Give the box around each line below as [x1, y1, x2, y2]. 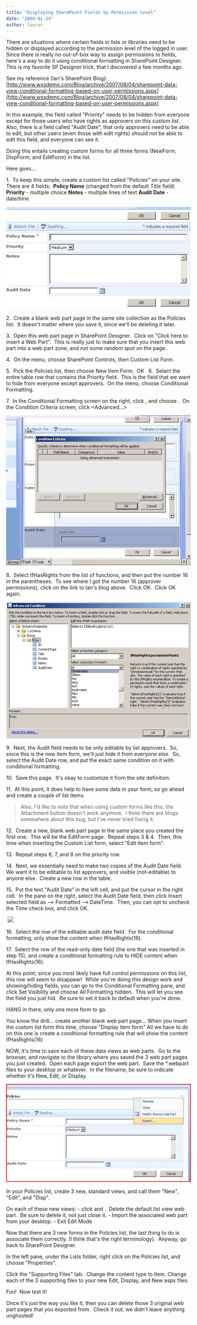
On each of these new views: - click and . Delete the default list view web [6, 1205, 185, 1212]
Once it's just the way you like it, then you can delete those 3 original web [6, 1299, 184, 1306]
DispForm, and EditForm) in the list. [6, 154, 91, 161]
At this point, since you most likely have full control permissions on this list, [6, 970, 187, 977]
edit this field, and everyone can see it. [6, 136, 100, 143]
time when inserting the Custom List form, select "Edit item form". [6, 839, 165, 847]
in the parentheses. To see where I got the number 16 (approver [6, 578, 161, 585]
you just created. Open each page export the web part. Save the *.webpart [6, 1060, 189, 1067]
